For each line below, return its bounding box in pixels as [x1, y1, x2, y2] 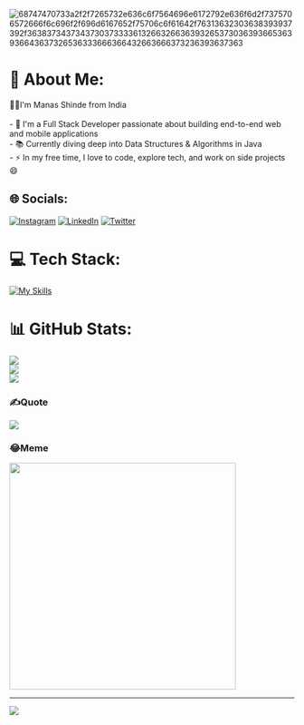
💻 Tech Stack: [9, 249, 121, 269]
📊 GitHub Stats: [9, 318, 133, 339]
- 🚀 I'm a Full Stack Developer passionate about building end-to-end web [9, 118, 282, 129]
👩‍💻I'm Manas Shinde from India [9, 99, 127, 110]
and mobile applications [9, 128, 99, 139]
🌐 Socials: [9, 191, 69, 207]
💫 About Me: [9, 69, 105, 90]
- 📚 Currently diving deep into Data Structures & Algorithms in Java [9, 138, 262, 149]
